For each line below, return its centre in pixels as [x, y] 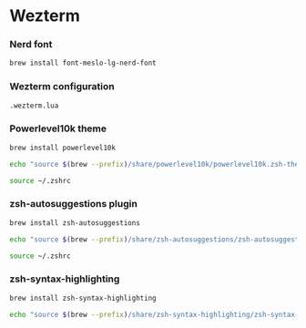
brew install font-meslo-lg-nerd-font [83, 63]
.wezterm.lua [34, 106]
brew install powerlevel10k [63, 148]
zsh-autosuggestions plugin [74, 204]
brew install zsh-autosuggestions [75, 223]
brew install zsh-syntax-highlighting [83, 298]
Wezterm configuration [62, 87]
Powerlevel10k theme [58, 128]
